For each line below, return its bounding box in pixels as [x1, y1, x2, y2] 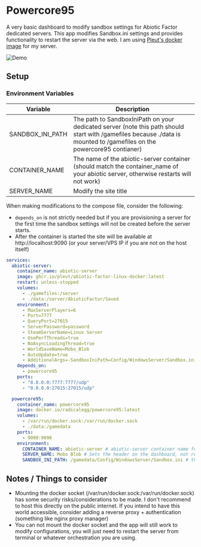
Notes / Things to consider [6, 473, 108, 484]
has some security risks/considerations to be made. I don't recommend [14, 496, 191, 503]
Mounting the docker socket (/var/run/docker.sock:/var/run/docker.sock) [14, 489, 194, 497]
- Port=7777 [22, 312, 52, 319]
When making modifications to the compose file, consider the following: [6, 202, 184, 209]
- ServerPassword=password [22, 324, 90, 330]
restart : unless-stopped [17, 279, 79, 285]
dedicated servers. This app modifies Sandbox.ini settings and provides [6, 29, 183, 37]
